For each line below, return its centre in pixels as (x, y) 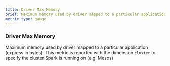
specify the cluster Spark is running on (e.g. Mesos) (59, 58)
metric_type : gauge (26, 19)
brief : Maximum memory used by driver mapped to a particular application (86, 14)
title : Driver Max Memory (32, 10)
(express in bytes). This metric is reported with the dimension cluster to (80, 52)
